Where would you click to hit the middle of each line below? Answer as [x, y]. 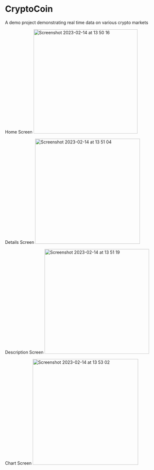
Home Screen [19, 132]
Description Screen [24, 352]
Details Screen [20, 242]
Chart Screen [18, 463]
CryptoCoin [29, 9]
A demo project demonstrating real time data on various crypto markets [77, 22]
